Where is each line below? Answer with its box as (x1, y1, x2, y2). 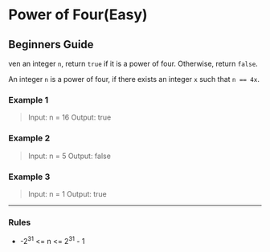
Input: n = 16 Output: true (27, 112, 112, 122)
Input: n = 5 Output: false (27, 151, 111, 161)
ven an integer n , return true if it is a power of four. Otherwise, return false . (8, 59, 259, 68)
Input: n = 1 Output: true (27, 189, 107, 198)
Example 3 (8, 171, 51, 182)
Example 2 (8, 132, 51, 144)
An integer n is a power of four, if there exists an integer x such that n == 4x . (8, 75, 260, 83)
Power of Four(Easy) (8, 6, 148, 24)
